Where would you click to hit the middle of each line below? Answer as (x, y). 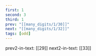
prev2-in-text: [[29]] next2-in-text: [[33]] (48, 48)
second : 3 (16, 15)
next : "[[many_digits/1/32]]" (38, 29)
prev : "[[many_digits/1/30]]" (38, 24)
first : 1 (15, 10)
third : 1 (15, 19)
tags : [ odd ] (18, 34)
